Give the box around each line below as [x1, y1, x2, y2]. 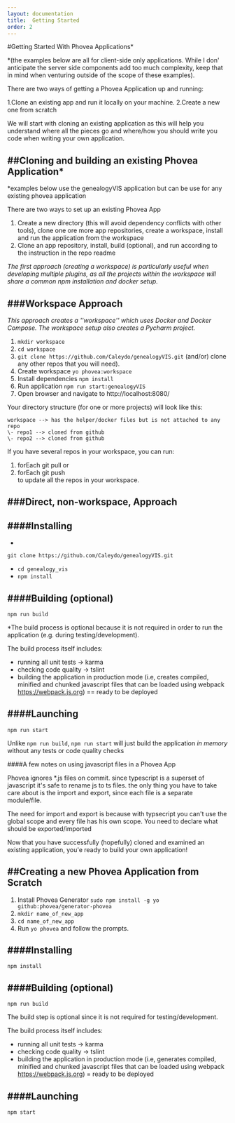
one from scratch [7, 106, 57, 114]
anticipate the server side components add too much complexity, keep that [7, 64, 224, 72]
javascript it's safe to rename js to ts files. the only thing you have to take [7, 780, 218, 790]
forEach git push [17, 468, 65, 477]
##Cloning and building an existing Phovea [7, 154, 198, 166]
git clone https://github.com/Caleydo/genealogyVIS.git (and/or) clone [17, 352, 227, 360]
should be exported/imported [7, 824, 92, 832]
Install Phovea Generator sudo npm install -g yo [17, 896, 159, 904]
